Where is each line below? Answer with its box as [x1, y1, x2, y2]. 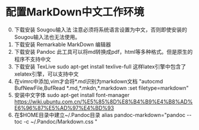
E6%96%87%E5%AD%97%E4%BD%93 [14, 104, 114, 111]
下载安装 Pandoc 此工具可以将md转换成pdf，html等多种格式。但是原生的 [14, 48, 193, 55]
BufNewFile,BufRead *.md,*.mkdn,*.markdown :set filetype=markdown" [14, 84, 189, 92]
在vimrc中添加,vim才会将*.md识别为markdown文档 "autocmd [14, 77, 163, 84]
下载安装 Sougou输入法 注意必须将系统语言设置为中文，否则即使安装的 [14, 26, 188, 33]
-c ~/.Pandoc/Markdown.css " [23, 118, 97, 125]
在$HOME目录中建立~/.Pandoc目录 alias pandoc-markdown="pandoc [14, 111, 185, 118]
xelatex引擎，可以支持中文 [14, 70, 79, 77]
